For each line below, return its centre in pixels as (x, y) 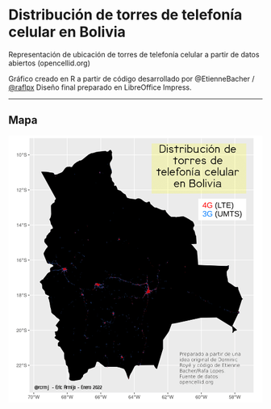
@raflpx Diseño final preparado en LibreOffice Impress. (100, 87)
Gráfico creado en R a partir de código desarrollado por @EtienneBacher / (131, 78)
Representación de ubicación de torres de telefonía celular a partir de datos (134, 54)
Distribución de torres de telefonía (125, 15)
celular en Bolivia (67, 32)
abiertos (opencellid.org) (50, 63)
